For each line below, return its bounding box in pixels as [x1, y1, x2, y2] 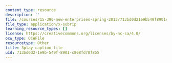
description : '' [5, 12, 40, 17]
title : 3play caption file [5, 45, 63, 50]
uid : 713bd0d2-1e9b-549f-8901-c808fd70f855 [5, 50, 100, 55]
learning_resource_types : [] [5, 26, 68, 31]
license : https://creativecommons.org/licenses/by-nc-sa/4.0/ [5, 31, 141, 36]
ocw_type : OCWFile [5, 36, 45, 41]
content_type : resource [5, 7, 56, 13]
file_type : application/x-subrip [5, 21, 77, 27]
